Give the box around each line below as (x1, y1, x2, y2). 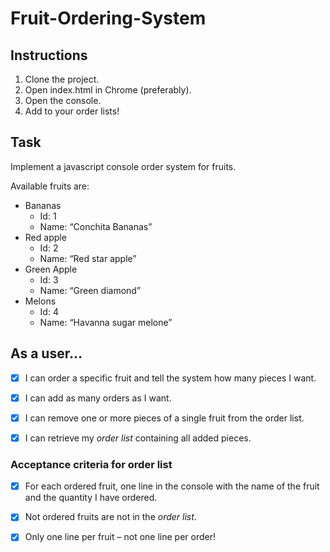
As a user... (10, 345, 83, 362)
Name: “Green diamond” (39, 284, 142, 296)
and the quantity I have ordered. (24, 492, 158, 504)
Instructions (10, 47, 88, 64)
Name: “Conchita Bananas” (39, 220, 153, 232)
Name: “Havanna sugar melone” (39, 316, 173, 328)
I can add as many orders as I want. (24, 392, 172, 404)
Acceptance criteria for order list (10, 457, 173, 471)
